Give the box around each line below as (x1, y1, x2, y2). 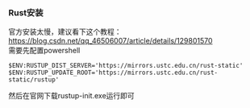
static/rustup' (8, 76, 60, 84)
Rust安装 (8, 6, 44, 18)
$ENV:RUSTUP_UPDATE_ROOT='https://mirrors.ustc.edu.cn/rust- (8, 69, 219, 77)
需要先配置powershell (8, 46, 81, 56)
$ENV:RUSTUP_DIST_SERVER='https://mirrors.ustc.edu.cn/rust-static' (8, 62, 244, 70)
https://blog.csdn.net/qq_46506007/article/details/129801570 (8, 36, 213, 46)
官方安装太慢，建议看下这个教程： (8, 27, 122, 37)
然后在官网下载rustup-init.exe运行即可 (8, 91, 135, 101)
